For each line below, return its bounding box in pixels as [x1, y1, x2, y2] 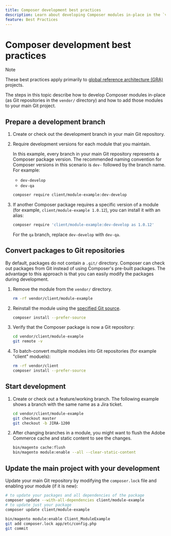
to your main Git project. [5, 103, 56, 109]
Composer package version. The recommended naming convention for [12, 156, 162, 162]
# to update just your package [5, 502, 72, 507]
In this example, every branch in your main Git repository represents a [12, 151, 159, 157]
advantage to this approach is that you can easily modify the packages [5, 271, 154, 277]
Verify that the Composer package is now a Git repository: [12, 324, 135, 330]
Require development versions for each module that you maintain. [12, 141, 151, 147]
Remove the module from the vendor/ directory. [12, 286, 112, 292]
